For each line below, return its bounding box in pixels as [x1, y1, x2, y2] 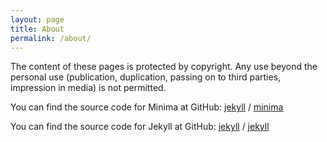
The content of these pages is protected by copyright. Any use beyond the [10, 61, 318, 73]
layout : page [10, 14, 65, 25]
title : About [10, 24, 65, 34]
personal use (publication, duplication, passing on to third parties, [10, 71, 282, 83]
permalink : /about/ [10, 33, 92, 43]
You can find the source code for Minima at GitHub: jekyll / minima [10, 101, 284, 113]
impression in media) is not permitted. [10, 82, 167, 94]
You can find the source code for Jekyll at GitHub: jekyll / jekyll [10, 121, 270, 133]
